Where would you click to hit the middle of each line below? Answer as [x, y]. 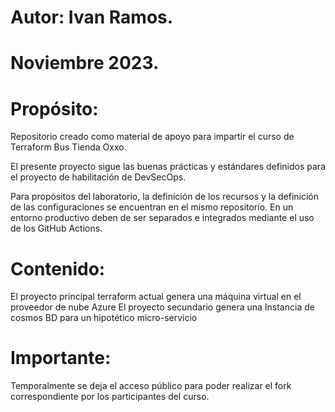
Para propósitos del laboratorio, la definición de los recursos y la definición [165, 197]
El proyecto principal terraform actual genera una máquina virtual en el [156, 297]
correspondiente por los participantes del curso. [110, 397]
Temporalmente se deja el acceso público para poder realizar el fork [151, 386]
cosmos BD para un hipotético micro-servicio [104, 318]
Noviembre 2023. [85, 63]
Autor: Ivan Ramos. [92, 17]
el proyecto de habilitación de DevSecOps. [98, 177]
